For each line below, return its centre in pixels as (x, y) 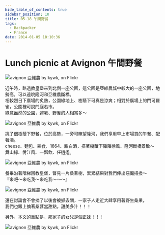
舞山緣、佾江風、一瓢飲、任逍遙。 (40, 152)
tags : (11, 23)
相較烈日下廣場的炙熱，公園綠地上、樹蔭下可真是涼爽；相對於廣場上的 (76, 100)
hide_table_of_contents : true (36, 10)
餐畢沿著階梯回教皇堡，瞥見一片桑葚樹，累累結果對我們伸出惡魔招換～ (76, 173)
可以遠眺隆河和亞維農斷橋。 (46, 94)
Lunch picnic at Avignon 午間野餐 (74, 63)
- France (18, 33)
